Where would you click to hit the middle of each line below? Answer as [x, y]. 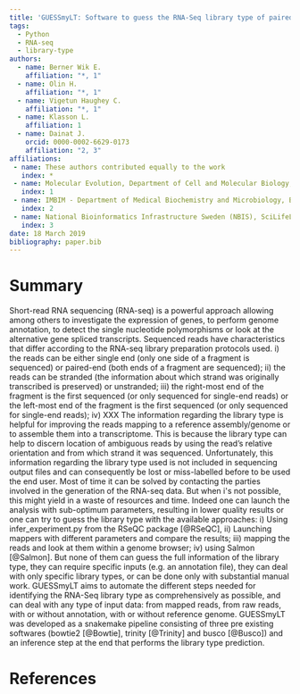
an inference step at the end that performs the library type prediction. [137, 643]
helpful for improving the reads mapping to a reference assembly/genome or [150, 424]
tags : [19, 26]
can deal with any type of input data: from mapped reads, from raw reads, [145, 605]
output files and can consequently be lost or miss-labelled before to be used [150, 472]
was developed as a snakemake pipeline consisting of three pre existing [142, 624]
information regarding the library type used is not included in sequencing [144, 463]
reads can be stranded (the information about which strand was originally [144, 377]
